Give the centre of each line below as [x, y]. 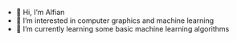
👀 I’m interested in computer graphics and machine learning [115, 20]
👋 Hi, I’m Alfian [40, 12]
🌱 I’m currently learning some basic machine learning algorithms [123, 29]
